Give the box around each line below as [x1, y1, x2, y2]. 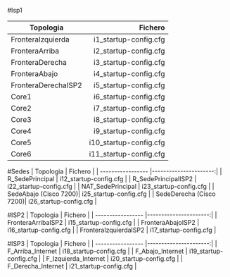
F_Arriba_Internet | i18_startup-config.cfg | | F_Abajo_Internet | [7, 247, 188, 255]
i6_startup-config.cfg [94, 92, 165, 101]
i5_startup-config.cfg [94, 80, 165, 90]
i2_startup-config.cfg [94, 46, 165, 56]
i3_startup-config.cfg [94, 58, 165, 67]
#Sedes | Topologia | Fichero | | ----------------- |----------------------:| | [7, 167, 222, 176]
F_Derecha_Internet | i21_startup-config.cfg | [7, 262, 137, 270]
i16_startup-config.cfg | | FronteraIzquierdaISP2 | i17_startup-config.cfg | [7, 226, 217, 234]
